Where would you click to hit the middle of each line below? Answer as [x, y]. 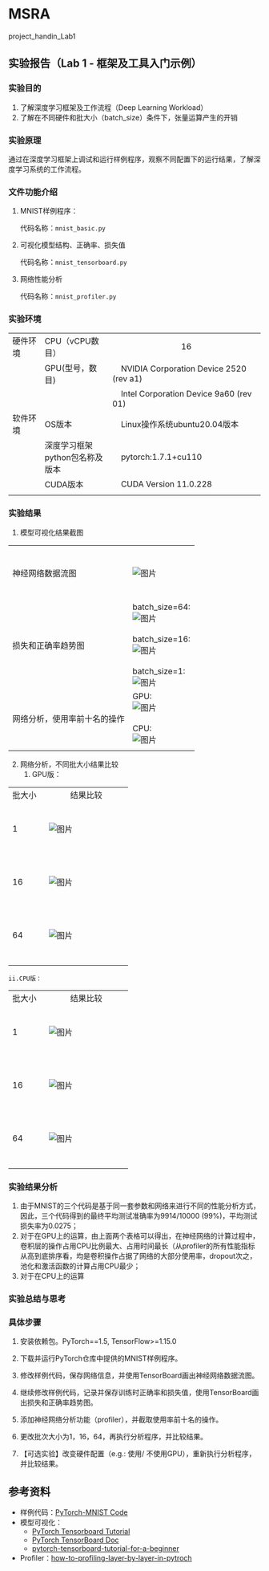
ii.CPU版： [25, 979]
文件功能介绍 [33, 192]
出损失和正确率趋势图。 [58, 1402]
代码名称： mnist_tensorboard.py [73, 263]
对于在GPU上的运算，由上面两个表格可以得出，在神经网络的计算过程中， [140, 1236]
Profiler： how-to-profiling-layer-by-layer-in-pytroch [106, 1558]
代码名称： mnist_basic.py [63, 228]
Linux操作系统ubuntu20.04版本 [180, 424]
